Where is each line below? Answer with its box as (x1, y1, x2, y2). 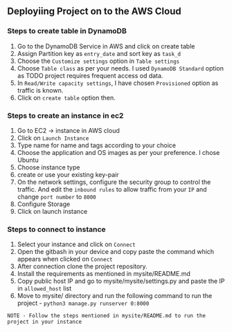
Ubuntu (17, 156, 39, 164)
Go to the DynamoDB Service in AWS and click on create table (17, 41, 195, 50)
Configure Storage (17, 200, 71, 208)
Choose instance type (17, 163, 80, 172)
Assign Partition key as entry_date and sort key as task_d (17, 49, 181, 57)
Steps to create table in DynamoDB (7, 26, 127, 36)
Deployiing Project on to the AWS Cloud (7, 6, 181, 17)
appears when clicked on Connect (17, 255, 113, 264)
